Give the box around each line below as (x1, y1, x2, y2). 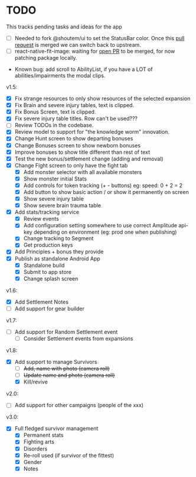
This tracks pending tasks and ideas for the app (6, 23, 122, 30)
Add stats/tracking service (14, 208, 80, 216)
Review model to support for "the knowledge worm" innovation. (14, 128, 170, 136)
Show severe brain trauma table (23, 202, 102, 209)
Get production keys (23, 241, 73, 249)
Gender (23, 458, 43, 465)
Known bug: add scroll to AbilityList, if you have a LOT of (14, 66, 153, 73)
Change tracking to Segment (23, 235, 94, 242)
